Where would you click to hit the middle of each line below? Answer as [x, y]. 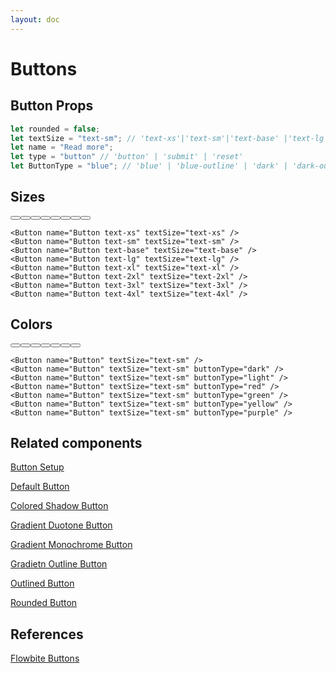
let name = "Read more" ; [62, 147]
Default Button [40, 487]
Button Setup [37, 467]
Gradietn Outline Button [59, 564]
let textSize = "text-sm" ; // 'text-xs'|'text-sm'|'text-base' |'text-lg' [169, 138]
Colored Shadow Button [59, 506]
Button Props [52, 106]
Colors [31, 324]
